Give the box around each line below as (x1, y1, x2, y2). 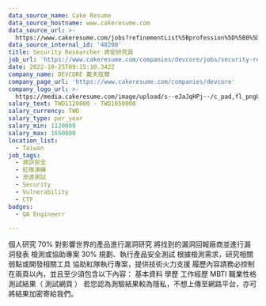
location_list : (8, 136, 59, 145)
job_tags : (8, 151, 41, 159)
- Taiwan (15, 144, 44, 152)
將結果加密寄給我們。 (8, 289, 78, 299)
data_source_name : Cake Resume (8, 11, 112, 20)
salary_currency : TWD (8, 108, 80, 115)
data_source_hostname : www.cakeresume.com (8, 19, 150, 27)
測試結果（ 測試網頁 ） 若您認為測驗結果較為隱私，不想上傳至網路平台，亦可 (8, 279, 257, 289)
